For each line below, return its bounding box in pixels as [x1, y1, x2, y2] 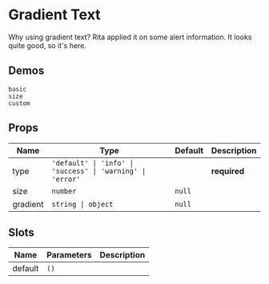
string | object [51, 199, 114, 209]
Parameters [46, 250, 92, 261]
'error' [51, 174, 81, 184]
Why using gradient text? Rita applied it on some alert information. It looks [8, 32, 252, 42]
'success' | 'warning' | [51, 166, 147, 176]
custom [8, 99, 30, 108]
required [211, 165, 245, 176]
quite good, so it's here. [8, 40, 86, 50]
